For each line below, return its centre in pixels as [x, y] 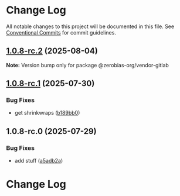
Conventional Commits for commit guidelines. [61, 32]
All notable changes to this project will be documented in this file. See [90, 26]
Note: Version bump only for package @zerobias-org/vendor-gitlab [87, 65]
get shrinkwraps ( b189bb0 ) [47, 113]
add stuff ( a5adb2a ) [39, 161]
